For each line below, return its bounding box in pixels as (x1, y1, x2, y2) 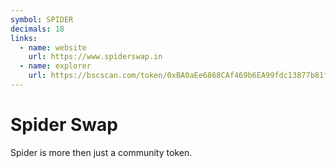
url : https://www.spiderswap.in (28, 52, 163, 62)
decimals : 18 (10, 24, 65, 34)
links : (10, 33, 38, 43)
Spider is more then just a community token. (10, 146, 193, 158)
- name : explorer (19, 61, 92, 71)
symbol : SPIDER (10, 14, 74, 25)
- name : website (19, 42, 87, 53)
